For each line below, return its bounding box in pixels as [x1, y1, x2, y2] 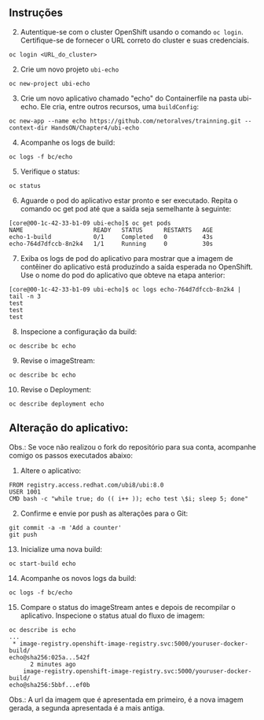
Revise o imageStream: [20, 355, 95, 365]
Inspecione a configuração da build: [20, 326, 137, 336]
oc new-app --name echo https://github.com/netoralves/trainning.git [9, 117, 242, 125]
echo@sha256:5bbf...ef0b [9, 681, 90, 689]
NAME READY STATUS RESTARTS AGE [9, 226, 214, 234]
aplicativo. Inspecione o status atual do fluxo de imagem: [20, 611, 205, 620]
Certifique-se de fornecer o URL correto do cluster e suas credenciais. [20, 35, 250, 45]
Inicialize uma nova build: [20, 544, 103, 553]
